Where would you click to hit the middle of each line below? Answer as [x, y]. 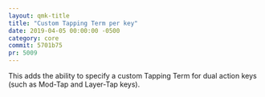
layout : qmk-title [39, 16]
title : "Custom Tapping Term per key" [73, 23]
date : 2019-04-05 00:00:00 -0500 [64, 30]
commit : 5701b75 [35, 46]
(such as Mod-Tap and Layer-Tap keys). [74, 84]
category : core [34, 38]
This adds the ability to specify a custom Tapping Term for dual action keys [132, 76]
